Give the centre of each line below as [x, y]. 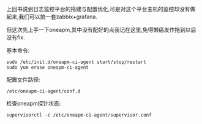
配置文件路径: [24, 79]
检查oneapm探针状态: [34, 103]
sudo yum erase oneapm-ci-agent [47, 68]
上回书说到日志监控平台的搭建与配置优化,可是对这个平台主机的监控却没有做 [101, 9]
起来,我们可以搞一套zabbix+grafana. [52, 17]
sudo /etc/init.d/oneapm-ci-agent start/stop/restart [77, 62]
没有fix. [16, 37]
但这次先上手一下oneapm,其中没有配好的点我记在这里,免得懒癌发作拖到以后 [101, 30]
